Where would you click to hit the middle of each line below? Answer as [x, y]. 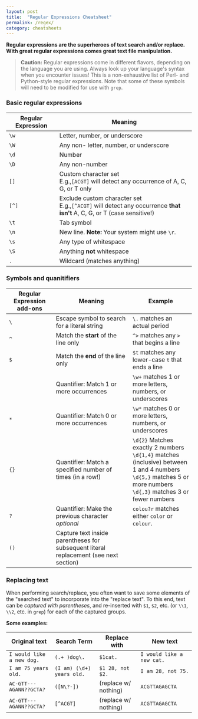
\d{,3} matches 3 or [161, 491]
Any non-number [83, 164]
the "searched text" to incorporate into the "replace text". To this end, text [96, 599]
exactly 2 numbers [158, 447]
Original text [29, 642]
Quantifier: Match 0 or [86, 415]
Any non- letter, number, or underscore [114, 145]
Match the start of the [86, 335]
